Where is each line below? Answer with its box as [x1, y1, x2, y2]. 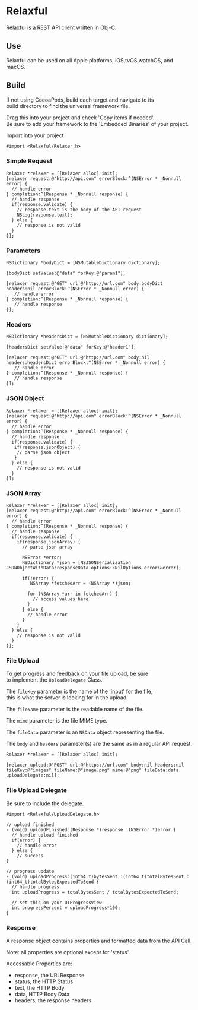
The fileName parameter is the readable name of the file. [6, 705, 144, 713]
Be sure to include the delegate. [6, 800, 84, 807]
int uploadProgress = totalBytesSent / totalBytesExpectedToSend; [11, 889, 179, 895]
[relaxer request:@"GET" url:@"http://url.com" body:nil [6, 354, 150, 360]
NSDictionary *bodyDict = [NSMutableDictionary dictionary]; [6, 260, 161, 266]
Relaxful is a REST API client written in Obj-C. [6, 24, 117, 31]
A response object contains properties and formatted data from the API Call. [6, 937, 192, 944]
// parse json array [21, 544, 73, 550]
